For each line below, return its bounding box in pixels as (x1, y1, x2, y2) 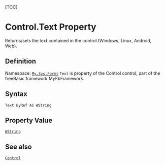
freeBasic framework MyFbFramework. (5, 75, 85, 81)
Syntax (5, 90, 28, 98)
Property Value (5, 116, 53, 125)
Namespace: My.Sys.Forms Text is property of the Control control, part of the (5, 70, 160, 76)
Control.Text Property (5, 22, 97, 33)
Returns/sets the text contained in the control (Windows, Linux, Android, (5, 37, 152, 43)
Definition (5, 57, 36, 66)
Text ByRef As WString (5, 103, 52, 108)
